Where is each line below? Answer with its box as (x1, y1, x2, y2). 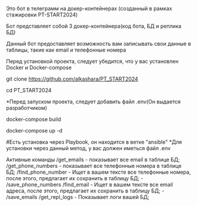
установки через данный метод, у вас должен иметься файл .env (6, 145, 171, 151)
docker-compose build (6, 116, 61, 123)
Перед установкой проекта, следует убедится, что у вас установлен (6, 58, 179, 65)
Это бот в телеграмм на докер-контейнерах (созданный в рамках (6, 5, 172, 12)
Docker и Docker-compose (6, 64, 72, 71)
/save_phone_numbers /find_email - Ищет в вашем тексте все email (6, 181, 173, 188)
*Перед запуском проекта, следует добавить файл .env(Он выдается (6, 98, 181, 105)
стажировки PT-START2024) (6, 11, 78, 18)
